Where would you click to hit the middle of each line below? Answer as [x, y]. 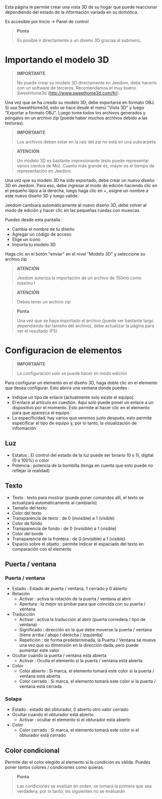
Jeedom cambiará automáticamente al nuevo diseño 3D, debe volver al [76, 205]
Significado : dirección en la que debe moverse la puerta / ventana [86, 630]
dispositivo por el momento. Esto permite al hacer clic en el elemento [81, 407]
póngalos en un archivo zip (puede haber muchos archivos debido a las [76, 118]
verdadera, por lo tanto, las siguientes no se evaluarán [71, 791]
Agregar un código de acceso [42, 234]
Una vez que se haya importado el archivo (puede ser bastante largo [85, 320]
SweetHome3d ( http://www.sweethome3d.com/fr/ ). [68, 93]
